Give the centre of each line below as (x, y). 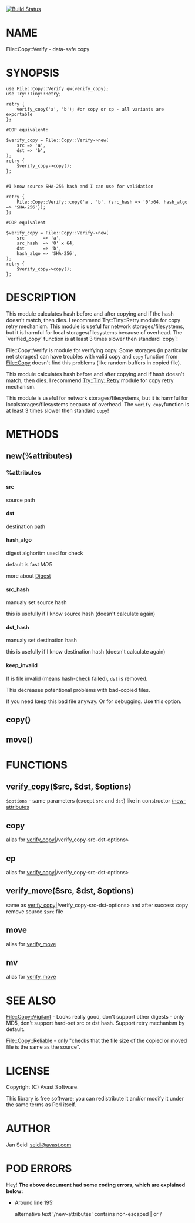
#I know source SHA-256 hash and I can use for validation (80, 186)
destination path (26, 526)
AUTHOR (28, 1128)
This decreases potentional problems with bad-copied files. (78, 690)
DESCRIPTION (41, 298)
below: (15, 1191)
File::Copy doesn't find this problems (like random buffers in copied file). (94, 363)
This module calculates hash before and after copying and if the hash (90, 314)
